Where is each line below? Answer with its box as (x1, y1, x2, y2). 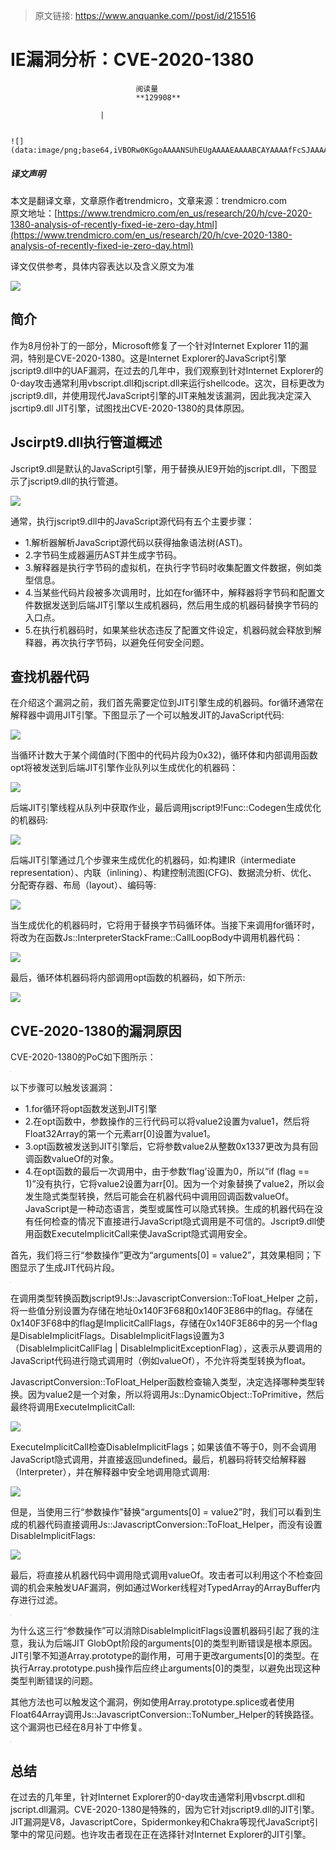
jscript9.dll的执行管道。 (27, 475, 124, 487)
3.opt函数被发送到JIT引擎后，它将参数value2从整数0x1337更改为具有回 (24, 1140, 318, 1153)
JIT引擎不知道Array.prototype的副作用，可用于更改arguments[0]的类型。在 (10, 1650, 320, 1662)
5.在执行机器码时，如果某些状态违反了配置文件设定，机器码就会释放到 (24, 624, 313, 636)
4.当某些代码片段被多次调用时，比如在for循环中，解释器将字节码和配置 (24, 586, 317, 598)
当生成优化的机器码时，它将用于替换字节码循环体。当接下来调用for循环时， (10, 919, 320, 931)
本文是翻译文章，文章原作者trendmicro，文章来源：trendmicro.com (10, 194, 288, 206)
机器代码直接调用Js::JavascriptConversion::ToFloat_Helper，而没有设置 (27, 1519, 323, 1531)
